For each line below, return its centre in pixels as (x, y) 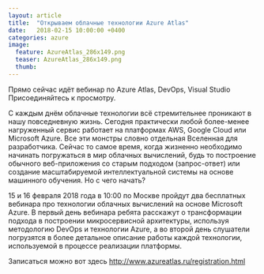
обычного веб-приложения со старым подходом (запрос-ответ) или (124, 163)
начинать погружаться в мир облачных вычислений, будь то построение (132, 155)
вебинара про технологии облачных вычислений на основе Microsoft (126, 204)
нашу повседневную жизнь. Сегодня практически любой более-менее (129, 121)
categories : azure (38, 38)
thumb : (26, 67)
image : (19, 45)
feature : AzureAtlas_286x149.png (70, 52)
